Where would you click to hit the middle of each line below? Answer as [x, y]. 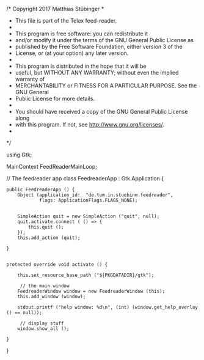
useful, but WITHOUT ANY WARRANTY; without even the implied [97, 72]
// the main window [45, 286]
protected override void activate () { [57, 265]
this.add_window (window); [52, 296]
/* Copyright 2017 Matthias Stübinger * [55, 9]
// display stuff [42, 323]
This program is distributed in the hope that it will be [81, 66]
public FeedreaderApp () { [41, 189]
